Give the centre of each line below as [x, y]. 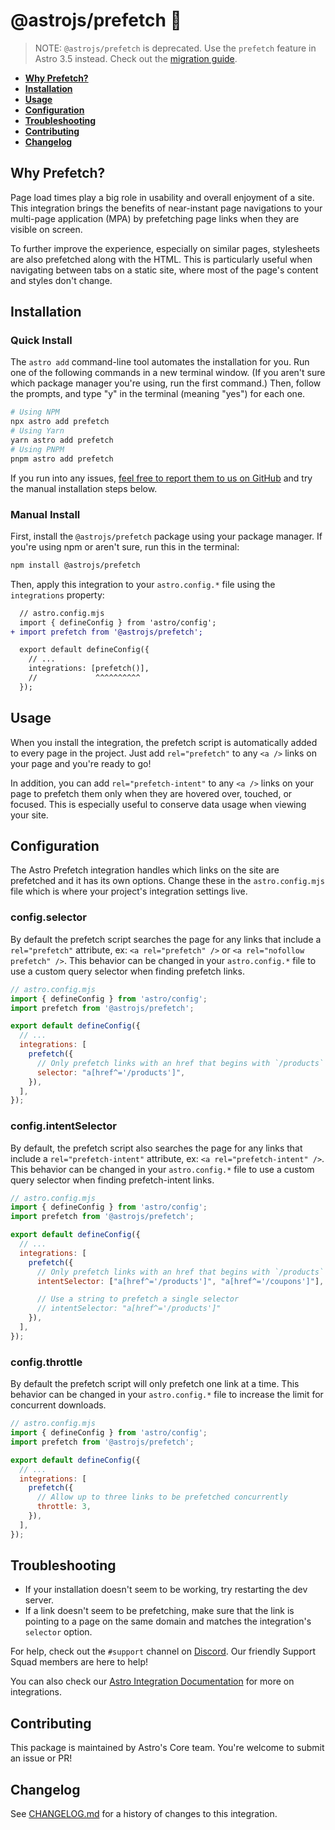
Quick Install [41, 341]
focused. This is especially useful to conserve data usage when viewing [158, 804]
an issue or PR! [41, 1758]
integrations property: [57, 595]
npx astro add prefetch [60, 422]
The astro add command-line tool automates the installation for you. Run [160, 362]
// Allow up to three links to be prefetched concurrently [162, 1497]
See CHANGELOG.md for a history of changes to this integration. [144, 1814]
